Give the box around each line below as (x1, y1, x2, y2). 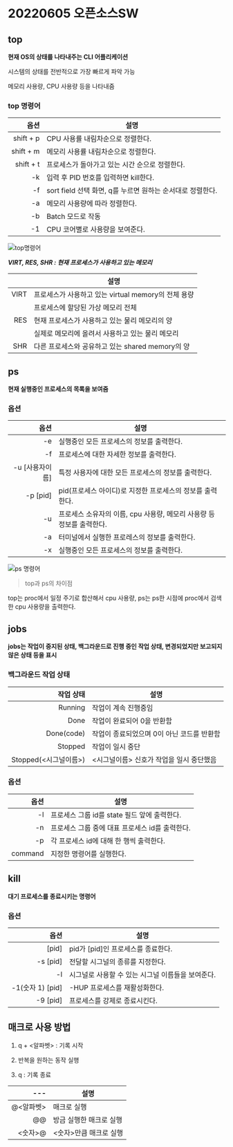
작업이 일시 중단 (91, 741, 141, 751)
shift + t (15, 160, 40, 169)
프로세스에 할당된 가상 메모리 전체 (33, 303, 137, 312)
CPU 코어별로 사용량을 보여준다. (46, 225, 146, 234)
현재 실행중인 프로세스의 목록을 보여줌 (8, 385, 109, 393)
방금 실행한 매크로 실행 (53, 1115, 123, 1124)
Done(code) (46, 728, 86, 738)
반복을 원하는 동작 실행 (17, 1056, 80, 1064)
